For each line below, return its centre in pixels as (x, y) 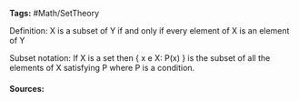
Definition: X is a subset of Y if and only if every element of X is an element (149, 30)
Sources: (27, 88)
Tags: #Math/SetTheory (55, 13)
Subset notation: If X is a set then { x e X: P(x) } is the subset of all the (140, 58)
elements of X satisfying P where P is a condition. (102, 68)
